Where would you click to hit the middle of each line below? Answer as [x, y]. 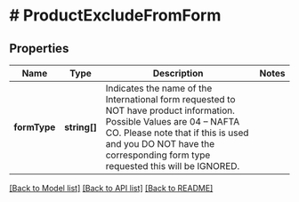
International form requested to [170, 99]
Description [178, 73]
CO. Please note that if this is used [177, 133]
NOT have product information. [170, 110]
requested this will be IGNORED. [173, 166]
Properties [39, 48]
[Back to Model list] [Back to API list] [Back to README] [111, 188]
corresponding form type [158, 155]
